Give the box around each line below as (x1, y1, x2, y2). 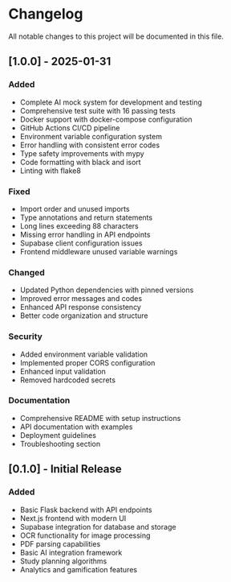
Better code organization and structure (19, 311, 148, 320)
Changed (8, 266, 46, 278)
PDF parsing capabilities (19, 539, 101, 548)
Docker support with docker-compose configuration (19, 114, 192, 124)
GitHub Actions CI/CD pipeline (19, 122, 120, 133)
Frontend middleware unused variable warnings (19, 246, 178, 256)
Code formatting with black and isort (19, 157, 142, 167)
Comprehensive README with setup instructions (19, 413, 181, 423)
